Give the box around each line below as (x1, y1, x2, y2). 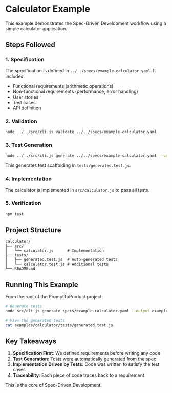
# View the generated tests (5, 317, 66, 323)
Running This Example (5, 280, 78, 289)
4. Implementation (5, 175, 52, 182)
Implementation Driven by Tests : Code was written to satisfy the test (12, 361, 160, 367)
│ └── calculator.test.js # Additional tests (5, 261, 109, 267)
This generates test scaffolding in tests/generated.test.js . (5, 162, 132, 169)
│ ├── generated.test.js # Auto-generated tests (5, 257, 118, 263)
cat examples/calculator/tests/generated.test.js (5, 322, 114, 328)
